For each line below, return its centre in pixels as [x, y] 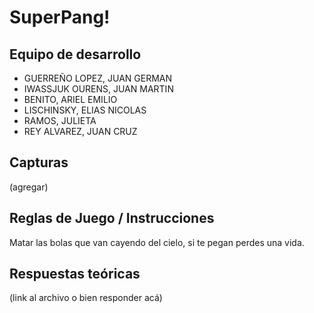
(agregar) [29, 187]
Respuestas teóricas [75, 274]
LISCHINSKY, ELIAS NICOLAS [85, 110]
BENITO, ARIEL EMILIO [70, 99]
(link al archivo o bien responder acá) [86, 298]
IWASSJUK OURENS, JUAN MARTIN [98, 89]
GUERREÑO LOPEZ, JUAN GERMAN [98, 78]
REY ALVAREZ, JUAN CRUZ [80, 131]
